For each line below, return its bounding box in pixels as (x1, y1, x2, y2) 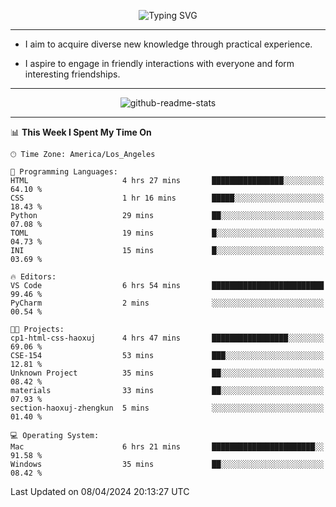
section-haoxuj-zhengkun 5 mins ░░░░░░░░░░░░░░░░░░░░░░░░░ (10, 403, 325, 413)
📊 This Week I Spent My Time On (10, 126, 152, 138)
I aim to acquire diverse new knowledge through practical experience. (24, 38, 313, 50)
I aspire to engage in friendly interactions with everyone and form (24, 58, 295, 69)
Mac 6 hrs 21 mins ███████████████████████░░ (10, 442, 325, 452)
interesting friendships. (24, 68, 121, 80)
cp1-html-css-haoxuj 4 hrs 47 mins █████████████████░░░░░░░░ (10, 333, 325, 343)
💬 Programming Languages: (10, 167, 118, 177)
